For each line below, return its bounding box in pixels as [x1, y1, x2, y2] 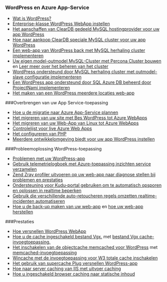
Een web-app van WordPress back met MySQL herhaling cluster [12, 47, 145, 54]
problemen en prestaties [12, 177, 63, 183]
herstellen [12, 209, 33, 215]
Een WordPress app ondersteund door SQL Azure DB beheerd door [12, 79, 151, 85]
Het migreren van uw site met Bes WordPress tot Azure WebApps [12, 115, 147, 121]
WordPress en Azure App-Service [5, 4, 89, 11]
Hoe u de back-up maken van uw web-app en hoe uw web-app [12, 204, 143, 210]
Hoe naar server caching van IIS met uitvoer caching [12, 265, 121, 272]
